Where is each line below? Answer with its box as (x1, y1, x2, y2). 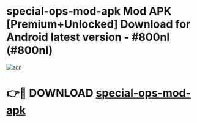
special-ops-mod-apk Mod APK (6, 4, 172, 18)
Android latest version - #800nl (6, 31, 170, 44)
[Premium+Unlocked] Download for (6, 17, 191, 31)
